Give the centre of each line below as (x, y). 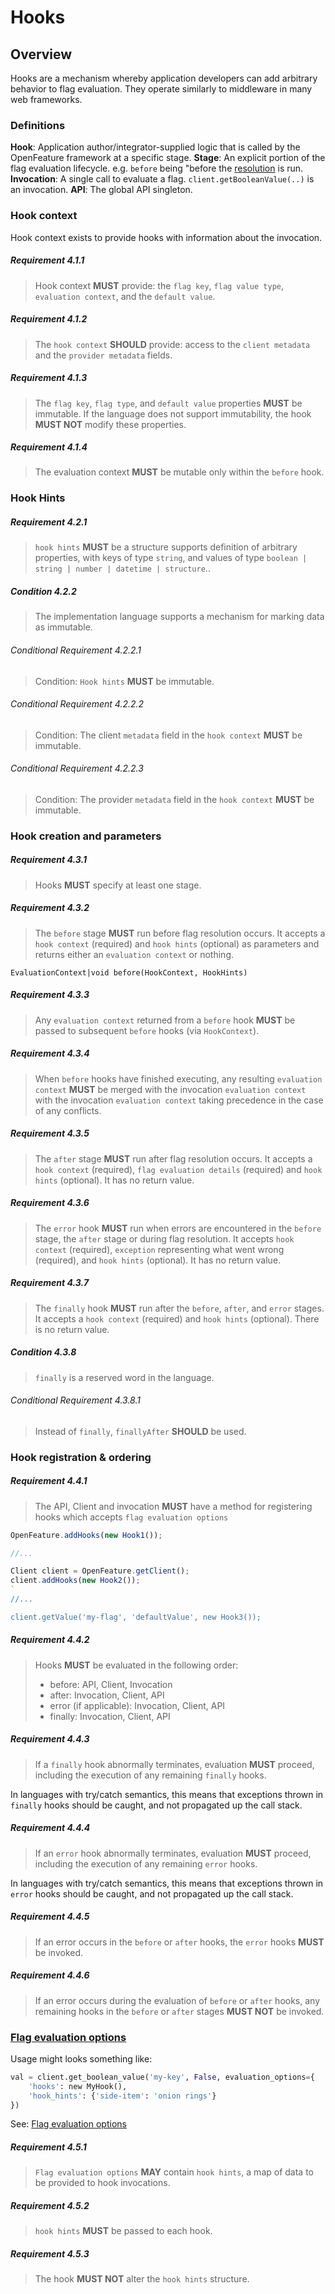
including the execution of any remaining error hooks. (146, 1863)
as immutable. (63, 627)
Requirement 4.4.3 (50, 1739)
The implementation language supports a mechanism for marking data (179, 617)
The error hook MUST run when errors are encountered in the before (178, 1228)
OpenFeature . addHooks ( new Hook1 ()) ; (86, 1535)
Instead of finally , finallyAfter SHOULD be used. (140, 1431)
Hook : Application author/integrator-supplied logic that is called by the (155, 147)
